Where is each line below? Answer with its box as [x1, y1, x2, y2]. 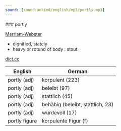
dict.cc [5, 56, 20, 62]
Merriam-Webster [5, 31, 42, 37]
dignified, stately [12, 41, 48, 47]
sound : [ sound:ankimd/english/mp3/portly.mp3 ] [5, 7, 105, 13]
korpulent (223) [42, 76, 80, 83]
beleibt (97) [42, 84, 71, 91]
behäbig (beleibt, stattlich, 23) [42, 101, 113, 108]
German [68, 68, 88, 75]
